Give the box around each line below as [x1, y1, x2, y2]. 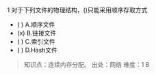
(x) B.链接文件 [16, 29, 57, 37]
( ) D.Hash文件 [16, 46, 58, 54]
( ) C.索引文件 [16, 37, 56, 46]
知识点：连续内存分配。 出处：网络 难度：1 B [23, 61, 150, 68]
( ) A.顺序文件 [16, 20, 55, 29]
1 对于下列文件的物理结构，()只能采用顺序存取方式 [7, 6, 148, 14]
